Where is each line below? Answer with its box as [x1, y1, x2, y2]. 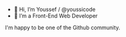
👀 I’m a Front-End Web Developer [13, 12, 98, 19]
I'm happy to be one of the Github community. [5, 24, 121, 31]
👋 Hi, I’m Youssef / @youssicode [13, 6, 96, 13]
